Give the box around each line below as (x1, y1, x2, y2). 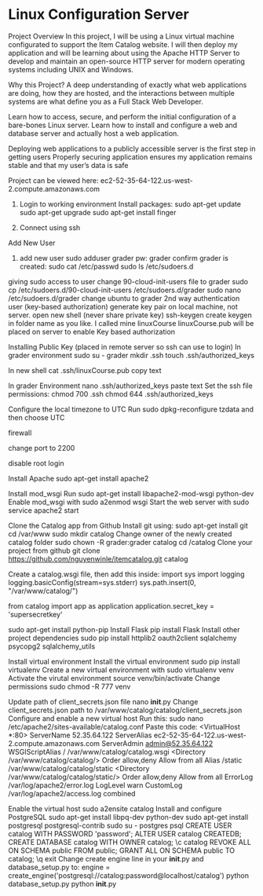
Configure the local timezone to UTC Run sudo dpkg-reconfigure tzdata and (8, 404, 254, 414)
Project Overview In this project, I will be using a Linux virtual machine (8, 31, 235, 41)
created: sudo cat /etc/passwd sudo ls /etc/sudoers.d (19, 261, 194, 271)
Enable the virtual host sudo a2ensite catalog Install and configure (8, 803, 222, 814)
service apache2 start (8, 505, 79, 515)
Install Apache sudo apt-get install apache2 (8, 474, 149, 483)
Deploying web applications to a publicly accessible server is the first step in (8, 144, 256, 153)
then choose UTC (8, 412, 65, 422)
